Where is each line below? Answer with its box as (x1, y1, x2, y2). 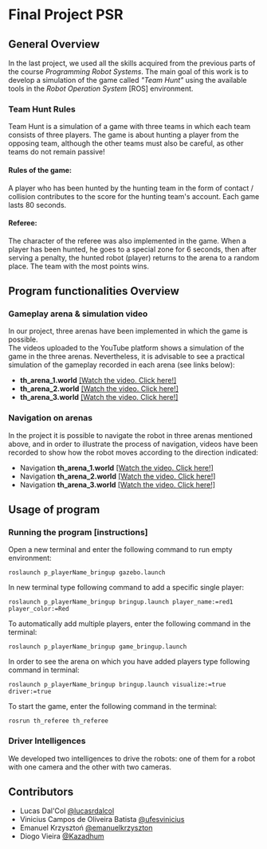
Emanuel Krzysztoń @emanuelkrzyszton (19, 823, 153, 833)
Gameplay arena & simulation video (8, 308, 148, 319)
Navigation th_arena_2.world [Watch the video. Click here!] (19, 471, 216, 481)
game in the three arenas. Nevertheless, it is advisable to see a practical (8, 352, 245, 362)
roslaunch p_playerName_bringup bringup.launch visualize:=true (8, 681, 226, 689)
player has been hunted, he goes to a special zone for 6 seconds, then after (8, 245, 257, 254)
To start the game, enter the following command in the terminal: (8, 702, 218, 711)
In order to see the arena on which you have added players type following (8, 657, 250, 667)
